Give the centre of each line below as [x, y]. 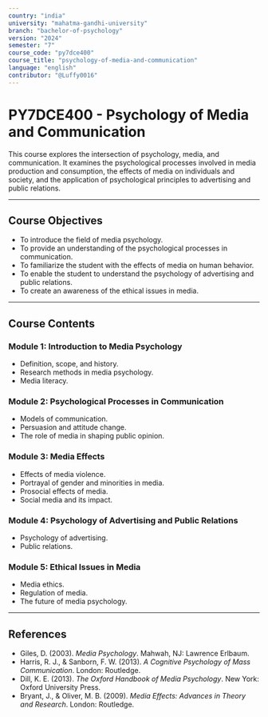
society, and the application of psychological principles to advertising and [130, 179]
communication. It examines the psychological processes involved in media [132, 162]
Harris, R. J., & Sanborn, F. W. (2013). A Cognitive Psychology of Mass [135, 662]
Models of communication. [64, 419]
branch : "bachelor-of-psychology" [66, 30]
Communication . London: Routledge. [80, 671]
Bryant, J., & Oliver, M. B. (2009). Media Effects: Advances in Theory [132, 696]
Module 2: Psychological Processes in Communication [116, 401]
